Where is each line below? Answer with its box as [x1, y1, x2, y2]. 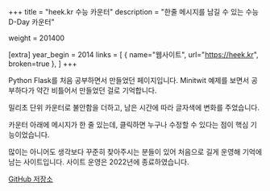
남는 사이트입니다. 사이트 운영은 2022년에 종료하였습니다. [8, 157, 189, 167]
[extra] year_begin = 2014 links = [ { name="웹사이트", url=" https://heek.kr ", [8, 50, 260, 59]
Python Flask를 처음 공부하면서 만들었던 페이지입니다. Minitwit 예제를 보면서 [8, 76, 250, 85]
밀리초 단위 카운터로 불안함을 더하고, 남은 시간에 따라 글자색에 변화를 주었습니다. [8, 103, 260, 112]
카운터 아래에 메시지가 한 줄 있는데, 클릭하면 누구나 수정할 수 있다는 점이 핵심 [8, 120, 249, 129]
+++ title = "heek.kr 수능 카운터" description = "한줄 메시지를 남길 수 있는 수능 [8, 7, 260, 16]
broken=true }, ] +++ [8, 59, 78, 69]
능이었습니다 [8, 130, 48, 139]
